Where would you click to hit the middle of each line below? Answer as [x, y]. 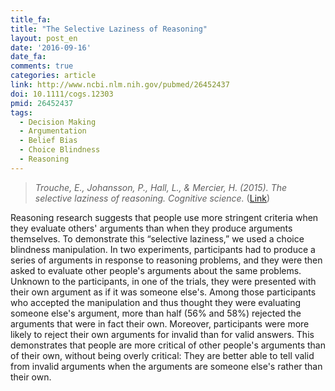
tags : [21, 112]
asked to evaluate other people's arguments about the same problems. [156, 270]
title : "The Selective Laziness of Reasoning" [109, 29]
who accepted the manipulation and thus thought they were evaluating [156, 302]
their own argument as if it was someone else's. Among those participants [163, 292]
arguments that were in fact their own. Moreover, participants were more [160, 323]
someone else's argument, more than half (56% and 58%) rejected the [156, 313]
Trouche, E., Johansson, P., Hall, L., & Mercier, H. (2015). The [161, 187]
